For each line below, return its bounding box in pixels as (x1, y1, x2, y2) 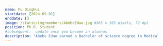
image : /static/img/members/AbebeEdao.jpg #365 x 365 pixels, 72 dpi (5, 20, 149, 25)
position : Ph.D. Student (5, 25, 55, 30)
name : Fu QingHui (5, 7, 40, 12)
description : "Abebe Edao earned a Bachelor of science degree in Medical (5, 34, 160, 39)
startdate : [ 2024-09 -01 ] (5, 11, 55, 16)
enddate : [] (5, 16, 29, 21)
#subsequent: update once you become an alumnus (5, 29, 108, 34)
